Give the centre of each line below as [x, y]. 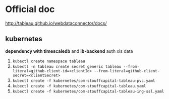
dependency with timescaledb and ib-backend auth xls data [69, 51]
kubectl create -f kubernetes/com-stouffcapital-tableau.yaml [79, 86]
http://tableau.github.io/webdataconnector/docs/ [56, 23]
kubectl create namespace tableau [49, 61]
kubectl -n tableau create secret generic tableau [67, 66]
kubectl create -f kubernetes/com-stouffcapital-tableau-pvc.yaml [84, 81]
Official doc [30, 9]
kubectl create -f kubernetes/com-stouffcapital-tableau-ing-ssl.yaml [88, 91]
